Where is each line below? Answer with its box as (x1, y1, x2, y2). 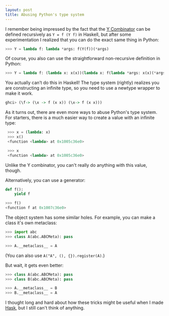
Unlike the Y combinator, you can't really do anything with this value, (5, 162, 147, 168)
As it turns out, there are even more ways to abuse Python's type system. (5, 109, 157, 115)
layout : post (5, 7, 33, 13)
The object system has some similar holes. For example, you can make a (5, 215, 155, 220)
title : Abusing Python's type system (5, 12, 84, 17)
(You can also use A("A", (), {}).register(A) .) (5, 252, 105, 259)
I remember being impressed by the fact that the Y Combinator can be (5, 26, 151, 32)
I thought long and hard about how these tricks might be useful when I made (5, 299, 163, 305)
